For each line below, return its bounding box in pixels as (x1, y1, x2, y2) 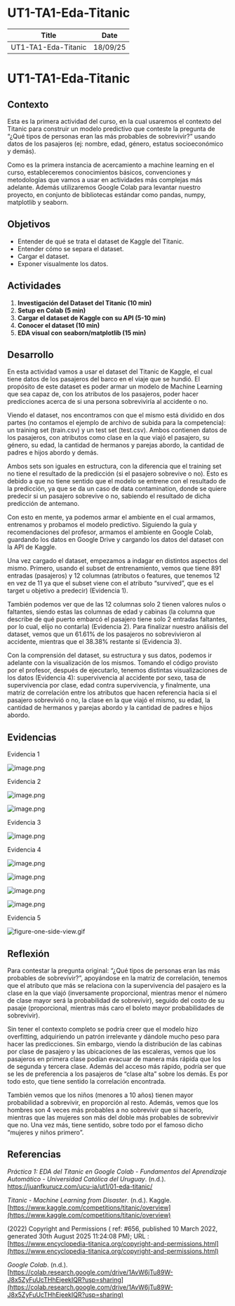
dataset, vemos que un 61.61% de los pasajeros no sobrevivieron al (7, 630, 201, 638)
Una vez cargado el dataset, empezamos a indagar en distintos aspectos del (7, 557, 229, 565)
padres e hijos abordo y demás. (7, 448, 99, 457)
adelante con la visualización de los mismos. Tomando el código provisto (7, 659, 219, 667)
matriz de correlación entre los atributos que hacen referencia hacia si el (7, 688, 217, 697)
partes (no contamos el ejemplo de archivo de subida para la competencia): (7, 419, 226, 427)
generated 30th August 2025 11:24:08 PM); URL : (7, 1231, 149, 1240)
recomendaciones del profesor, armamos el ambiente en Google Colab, (7, 528, 214, 536)
